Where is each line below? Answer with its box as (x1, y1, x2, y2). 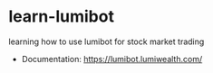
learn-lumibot (8, 6, 115, 27)
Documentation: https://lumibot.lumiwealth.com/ (21, 53, 203, 64)
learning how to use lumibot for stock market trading (8, 36, 205, 47)
